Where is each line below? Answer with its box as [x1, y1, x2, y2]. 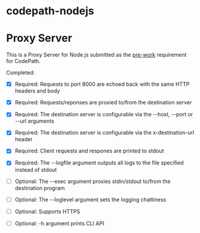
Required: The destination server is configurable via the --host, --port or [14, 111, 193, 118]
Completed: [6, 69, 35, 76]
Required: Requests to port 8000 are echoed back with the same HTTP [14, 80, 190, 88]
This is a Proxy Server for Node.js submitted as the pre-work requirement [6, 51, 187, 58]
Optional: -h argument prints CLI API [14, 219, 104, 227]
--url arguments [14, 117, 55, 125]
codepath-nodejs [6, 4, 94, 18]
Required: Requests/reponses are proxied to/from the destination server [14, 99, 192, 106]
